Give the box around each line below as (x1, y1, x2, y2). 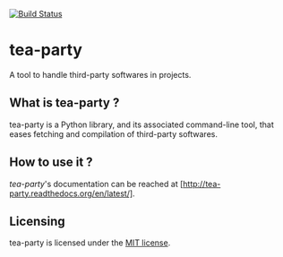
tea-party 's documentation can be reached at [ (9, 178, 184, 189)
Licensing (9, 213, 65, 228)
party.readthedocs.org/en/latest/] (9, 188, 133, 199)
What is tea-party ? (9, 95, 120, 111)
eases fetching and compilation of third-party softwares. (9, 128, 218, 139)
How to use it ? (9, 155, 93, 170)
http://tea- (183, 178, 221, 189)
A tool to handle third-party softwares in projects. (9, 69, 192, 80)
